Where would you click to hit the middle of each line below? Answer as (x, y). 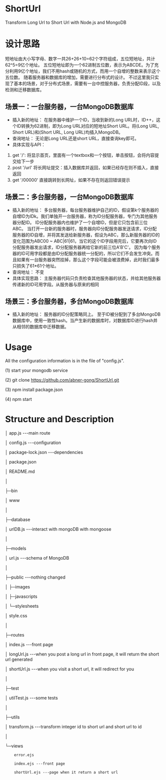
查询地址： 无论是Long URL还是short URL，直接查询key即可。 (76, 138)
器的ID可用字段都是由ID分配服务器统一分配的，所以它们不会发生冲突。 (84, 253)
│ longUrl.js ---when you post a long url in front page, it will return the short (82, 654)
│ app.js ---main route (28, 433)
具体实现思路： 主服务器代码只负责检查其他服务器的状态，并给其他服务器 (86, 278)
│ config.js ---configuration (33, 443)
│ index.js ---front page (29, 645)
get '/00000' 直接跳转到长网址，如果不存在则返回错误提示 (71, 180)
